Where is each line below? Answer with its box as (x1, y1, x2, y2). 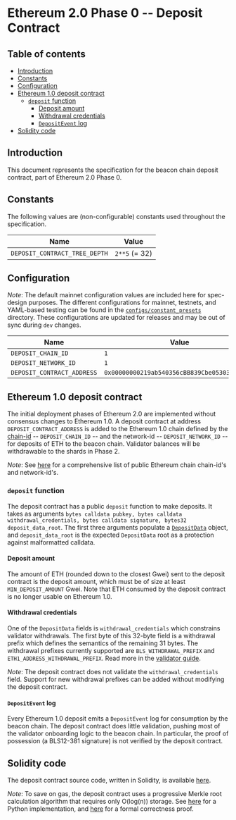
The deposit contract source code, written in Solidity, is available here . (7, 776, 211, 784)
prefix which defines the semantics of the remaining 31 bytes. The (7, 639, 199, 647)
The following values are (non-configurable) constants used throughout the (7, 212, 226, 220)
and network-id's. (7, 468, 59, 477)
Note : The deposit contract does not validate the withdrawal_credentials (7, 667, 219, 676)
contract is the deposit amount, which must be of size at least (7, 577, 186, 585)
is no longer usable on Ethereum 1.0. (7, 592, 112, 600)
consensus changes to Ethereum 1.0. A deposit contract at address (7, 417, 202, 425)
